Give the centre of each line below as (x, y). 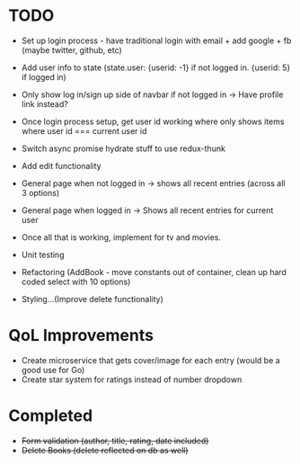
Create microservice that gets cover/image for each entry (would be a (150, 360)
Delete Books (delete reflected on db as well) (105, 450)
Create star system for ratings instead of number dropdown (132, 379)
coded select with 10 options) (76, 281)
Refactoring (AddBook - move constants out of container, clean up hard (154, 272)
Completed (51, 416)
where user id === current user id (84, 130)
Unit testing (43, 254)
